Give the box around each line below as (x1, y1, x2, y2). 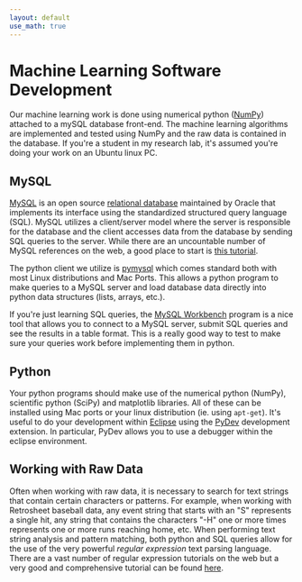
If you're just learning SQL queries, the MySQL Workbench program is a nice (9, 309, 294, 320)
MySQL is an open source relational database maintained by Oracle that (9, 197, 277, 208)
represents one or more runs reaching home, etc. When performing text (9, 523, 276, 534)
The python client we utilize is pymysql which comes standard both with (9, 263, 278, 274)
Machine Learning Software (9, 60, 222, 81)
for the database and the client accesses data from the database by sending (9, 226, 293, 237)
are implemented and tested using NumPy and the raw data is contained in (9, 128, 287, 140)
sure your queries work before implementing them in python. (9, 338, 235, 349)
